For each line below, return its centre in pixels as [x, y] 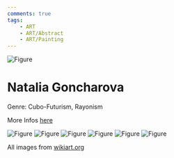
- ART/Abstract [42, 33]
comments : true [29, 14]
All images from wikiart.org [46, 148]
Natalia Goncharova [66, 87]
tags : [15, 20]
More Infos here [30, 120]
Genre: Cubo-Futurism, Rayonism [55, 107]
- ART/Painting [42, 40]
